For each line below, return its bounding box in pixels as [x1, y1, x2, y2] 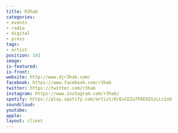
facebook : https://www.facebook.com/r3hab [6, 80, 112, 86]
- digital [6, 31, 31, 36]
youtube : [6, 107, 28, 113]
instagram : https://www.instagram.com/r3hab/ [6, 91, 119, 97]
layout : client [6, 118, 43, 124]
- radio [6, 25, 25, 31]
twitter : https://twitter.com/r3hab [6, 85, 96, 91]
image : [6, 58, 22, 64]
